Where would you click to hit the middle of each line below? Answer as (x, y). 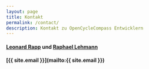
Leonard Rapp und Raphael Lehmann (52, 47)
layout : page (22, 11)
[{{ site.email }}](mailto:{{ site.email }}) (55, 60)
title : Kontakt (25, 17)
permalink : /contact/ (33, 22)
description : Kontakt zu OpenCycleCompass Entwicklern (75, 28)
